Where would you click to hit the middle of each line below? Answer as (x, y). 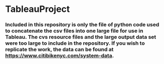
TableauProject (38, 9)
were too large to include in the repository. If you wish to (75, 43)
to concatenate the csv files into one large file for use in (74, 31)
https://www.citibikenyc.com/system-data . (60, 56)
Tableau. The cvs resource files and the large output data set (81, 37)
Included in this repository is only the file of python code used (82, 25)
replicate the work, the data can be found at (59, 50)
